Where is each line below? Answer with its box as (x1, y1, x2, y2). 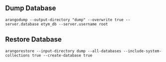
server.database (5, 21, 39, 26)
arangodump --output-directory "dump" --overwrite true (5, 17, 124, 22)
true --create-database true (31, 52, 93, 58)
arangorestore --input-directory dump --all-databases (5, 48, 122, 53)
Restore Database (5, 35, 62, 44)
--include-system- (123, 48, 162, 53)
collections (5, 52, 30, 58)
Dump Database (5, 4, 56, 12)
